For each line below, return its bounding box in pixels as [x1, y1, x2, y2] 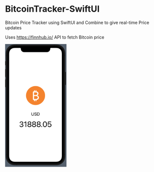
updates [5, 24, 22, 30]
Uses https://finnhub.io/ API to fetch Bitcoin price [5, 34, 104, 40]
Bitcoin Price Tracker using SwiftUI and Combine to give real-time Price [5, 20, 150, 25]
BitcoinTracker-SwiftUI [5, 3, 100, 15]
